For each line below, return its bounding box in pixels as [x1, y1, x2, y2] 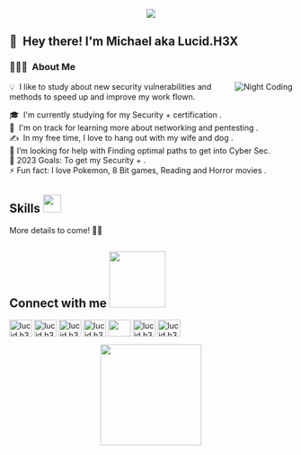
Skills [9, 201, 40, 216]
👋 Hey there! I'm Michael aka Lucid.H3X [9, 34, 239, 49]
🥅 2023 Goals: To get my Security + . [9, 154, 146, 165]
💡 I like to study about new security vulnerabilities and [9, 81, 212, 92]
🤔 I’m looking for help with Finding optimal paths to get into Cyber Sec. [9, 144, 271, 156]
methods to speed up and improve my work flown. [9, 91, 196, 102]
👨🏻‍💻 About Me [9, 61, 76, 74]
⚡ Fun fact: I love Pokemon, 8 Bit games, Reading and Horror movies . [9, 164, 267, 175]
